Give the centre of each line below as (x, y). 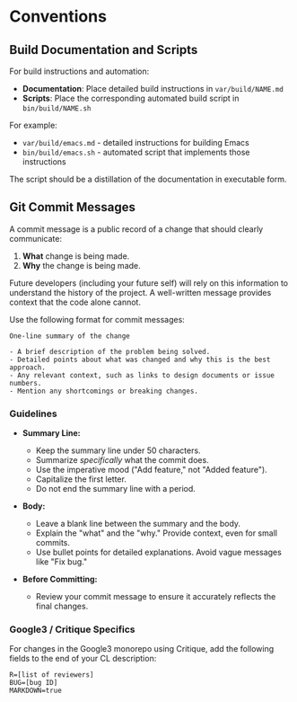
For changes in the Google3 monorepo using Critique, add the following (142, 649)
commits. (52, 543)
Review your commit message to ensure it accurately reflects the (156, 597)
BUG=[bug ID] (34, 683)
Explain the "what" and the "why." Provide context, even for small (157, 533)
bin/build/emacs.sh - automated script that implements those (136, 152)
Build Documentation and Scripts (104, 50)
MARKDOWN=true (36, 691)
